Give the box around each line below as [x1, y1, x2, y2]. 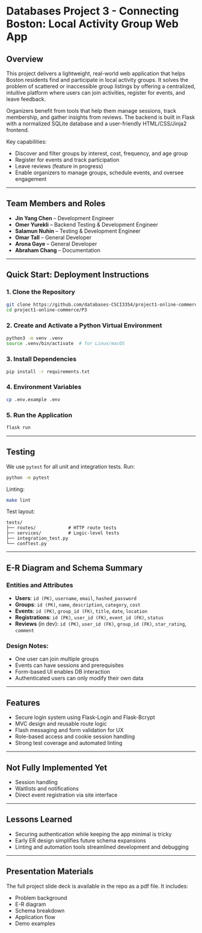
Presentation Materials [6, 867, 94, 877]
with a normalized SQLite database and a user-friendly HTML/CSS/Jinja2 [6, 120, 187, 127]
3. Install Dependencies [6, 355, 77, 363]
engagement [14, 176, 47, 182]
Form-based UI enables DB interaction [14, 668, 110, 675]
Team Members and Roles [6, 198, 106, 209]
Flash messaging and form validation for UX [14, 727, 124, 734]
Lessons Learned [6, 814, 72, 824]
